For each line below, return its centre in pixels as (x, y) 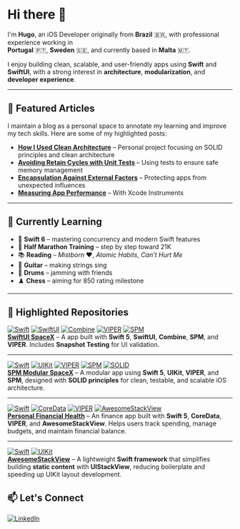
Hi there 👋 (37, 15)
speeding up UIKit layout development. (65, 475)
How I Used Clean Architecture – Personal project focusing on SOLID (120, 147)
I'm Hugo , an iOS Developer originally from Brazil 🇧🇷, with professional (113, 34)
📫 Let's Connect (46, 498)
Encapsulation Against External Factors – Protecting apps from (112, 177)
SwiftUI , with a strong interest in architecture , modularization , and (106, 71)
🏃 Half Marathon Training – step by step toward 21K (94, 246)
